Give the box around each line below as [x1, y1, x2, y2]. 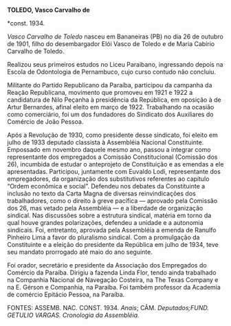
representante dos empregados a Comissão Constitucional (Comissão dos [7, 153, 218, 161]
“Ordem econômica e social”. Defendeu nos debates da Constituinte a [7, 182, 206, 190]
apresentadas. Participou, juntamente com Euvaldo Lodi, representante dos [7, 168, 221, 175]
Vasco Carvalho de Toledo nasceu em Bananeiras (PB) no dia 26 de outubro [7, 32, 223, 41]
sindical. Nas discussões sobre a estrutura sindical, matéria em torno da [7, 211, 212, 219]
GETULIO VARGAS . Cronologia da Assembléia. [7, 311, 140, 319]
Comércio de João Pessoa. [7, 118, 84, 126]
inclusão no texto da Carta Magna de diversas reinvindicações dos [7, 189, 196, 197]
